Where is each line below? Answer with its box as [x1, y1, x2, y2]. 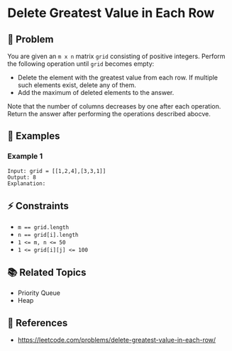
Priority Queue [17, 289, 60, 297]
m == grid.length [17, 223, 70, 231]
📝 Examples [7, 130, 60, 143]
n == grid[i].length [17, 231, 79, 238]
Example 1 [7, 151, 43, 161]
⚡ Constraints [7, 200, 70, 212]
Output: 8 [7, 174, 37, 181]
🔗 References [7, 317, 68, 329]
